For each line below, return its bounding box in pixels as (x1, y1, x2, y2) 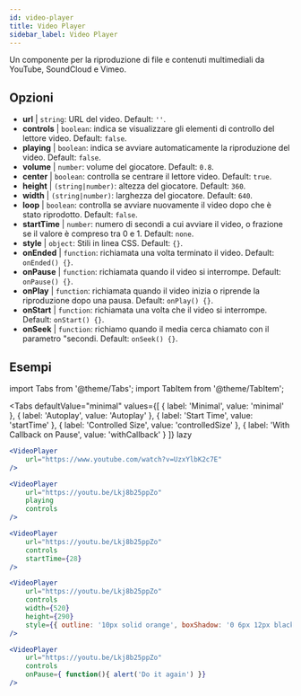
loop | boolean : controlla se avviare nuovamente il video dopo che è (21, 199, 271, 211)
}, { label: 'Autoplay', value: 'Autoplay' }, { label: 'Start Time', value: (9, 410, 254, 420)
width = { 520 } (25, 603, 70, 612)
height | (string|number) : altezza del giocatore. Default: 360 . (21, 181, 246, 191)
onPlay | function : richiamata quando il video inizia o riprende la (21, 286, 260, 296)
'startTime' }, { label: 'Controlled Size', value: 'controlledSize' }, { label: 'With (9, 419, 290, 430)
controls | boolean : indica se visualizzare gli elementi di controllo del (21, 123, 275, 135)
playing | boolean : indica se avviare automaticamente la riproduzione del (21, 143, 290, 154)
